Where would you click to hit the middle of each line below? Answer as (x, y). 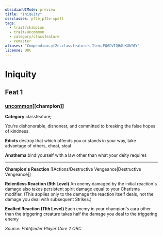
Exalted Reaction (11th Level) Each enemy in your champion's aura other (78, 209)
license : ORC (18, 50)
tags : (10, 23)
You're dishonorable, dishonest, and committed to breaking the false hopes (80, 126)
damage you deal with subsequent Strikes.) (49, 200)
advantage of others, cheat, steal (38, 146)
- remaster (20, 41)
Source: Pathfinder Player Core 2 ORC (43, 229)
